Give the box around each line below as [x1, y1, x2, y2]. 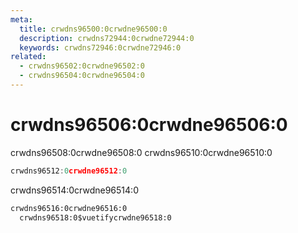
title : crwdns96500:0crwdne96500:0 [19, 24, 168, 34]
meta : [10, 14, 33, 25]
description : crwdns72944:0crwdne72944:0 [19, 33, 195, 43]
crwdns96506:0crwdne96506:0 [10, 114, 288, 136]
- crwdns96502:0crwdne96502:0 [19, 61, 145, 71]
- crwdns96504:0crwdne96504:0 [19, 71, 145, 81]
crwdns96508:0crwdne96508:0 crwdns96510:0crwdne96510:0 [10, 146, 273, 158]
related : [10, 52, 47, 62]
